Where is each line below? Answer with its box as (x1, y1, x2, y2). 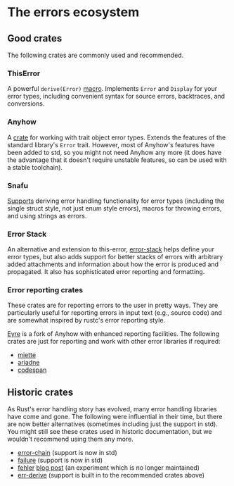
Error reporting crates (7, 285, 84, 295)
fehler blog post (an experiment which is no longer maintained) (17, 463, 200, 472)
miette (17, 351, 37, 359)
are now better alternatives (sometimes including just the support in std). (7, 420, 218, 428)
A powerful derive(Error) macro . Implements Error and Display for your (7, 85, 218, 93)
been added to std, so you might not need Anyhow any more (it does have (7, 148, 222, 156)
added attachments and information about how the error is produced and (7, 260, 219, 268)
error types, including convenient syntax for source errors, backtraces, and (7, 92, 226, 101)
